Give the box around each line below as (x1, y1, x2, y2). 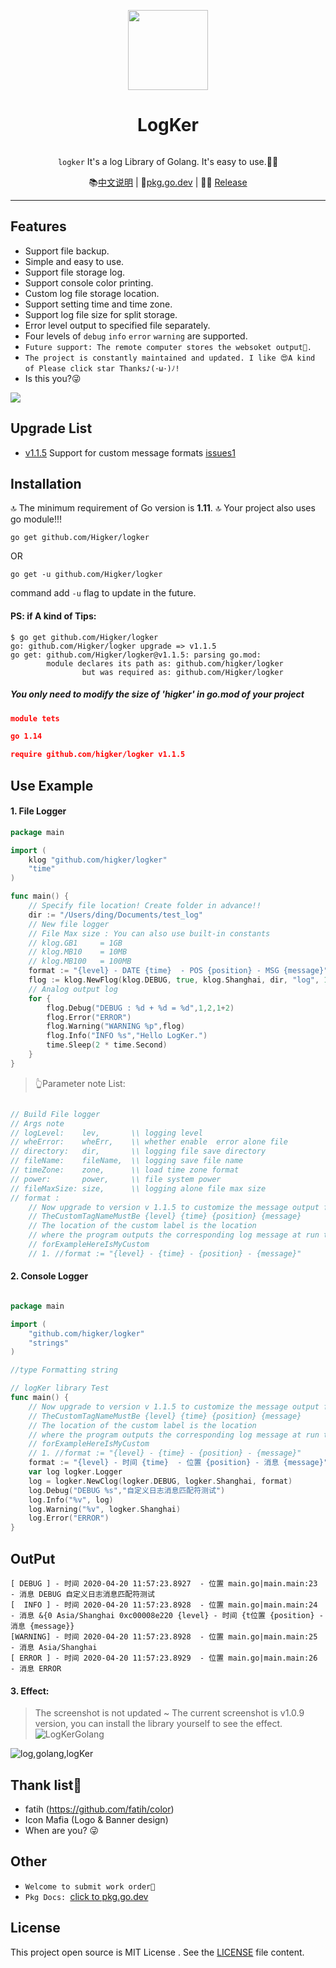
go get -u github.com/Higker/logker (10, 570, 163, 580)
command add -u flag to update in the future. (10, 587, 197, 599)
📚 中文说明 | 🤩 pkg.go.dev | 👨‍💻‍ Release (88, 176, 248, 188)
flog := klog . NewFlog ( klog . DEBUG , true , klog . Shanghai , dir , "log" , (28, 975, 320, 985)
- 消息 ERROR (10, 1664, 62, 1674)
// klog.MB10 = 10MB (28, 947, 128, 957)
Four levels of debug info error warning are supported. (24, 330, 248, 342)
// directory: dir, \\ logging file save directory (10, 1146, 267, 1157)
